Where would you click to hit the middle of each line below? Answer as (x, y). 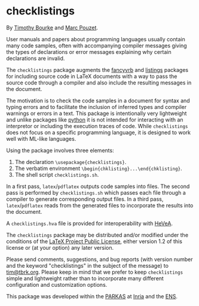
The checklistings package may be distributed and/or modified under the (97, 235)
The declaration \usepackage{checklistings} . (71, 162)
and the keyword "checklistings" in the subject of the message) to (88, 265)
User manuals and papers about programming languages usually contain (96, 39)
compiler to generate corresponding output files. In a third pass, (85, 199)
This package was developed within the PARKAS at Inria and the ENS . (92, 296)
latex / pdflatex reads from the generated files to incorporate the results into (100, 205)
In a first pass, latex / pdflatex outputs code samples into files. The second (98, 186)
